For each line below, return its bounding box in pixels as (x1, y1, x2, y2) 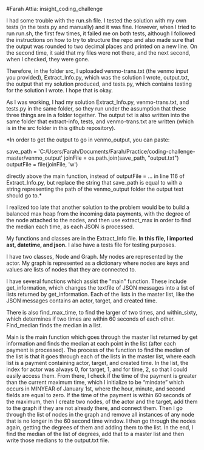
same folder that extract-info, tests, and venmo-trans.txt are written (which (6, 118, 194, 125)
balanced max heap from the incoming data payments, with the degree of (6, 210, 191, 217)
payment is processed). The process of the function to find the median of (6, 346, 190, 353)
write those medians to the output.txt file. (6, 437, 110, 444)
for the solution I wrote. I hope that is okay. (6, 87, 114, 94)
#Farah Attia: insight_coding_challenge (6, 5, 103, 12)
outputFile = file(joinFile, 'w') (6, 161, 78, 168)
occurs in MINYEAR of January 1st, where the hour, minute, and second (6, 385, 185, 392)
